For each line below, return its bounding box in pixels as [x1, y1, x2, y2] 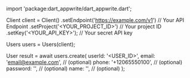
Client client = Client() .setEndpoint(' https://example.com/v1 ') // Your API [6, 17, 185, 23]
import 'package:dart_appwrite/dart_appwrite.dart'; [6, 5, 132, 12]
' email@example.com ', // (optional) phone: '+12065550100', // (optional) [6, 59, 183, 65]
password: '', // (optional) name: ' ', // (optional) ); [6, 65, 125, 72]
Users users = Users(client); [6, 41, 76, 48]
